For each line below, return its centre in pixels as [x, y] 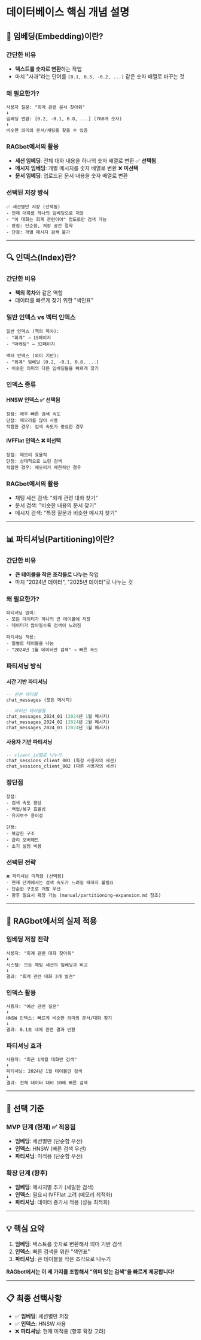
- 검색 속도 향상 [24, 803]
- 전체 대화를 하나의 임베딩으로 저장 [45, 213]
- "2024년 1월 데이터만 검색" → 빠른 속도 [52, 650]
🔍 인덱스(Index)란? [41, 258]
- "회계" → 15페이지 [29, 338]
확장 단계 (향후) [27, 1173]
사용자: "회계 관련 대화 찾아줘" [40, 953]
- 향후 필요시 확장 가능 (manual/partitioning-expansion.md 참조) [84, 896]
